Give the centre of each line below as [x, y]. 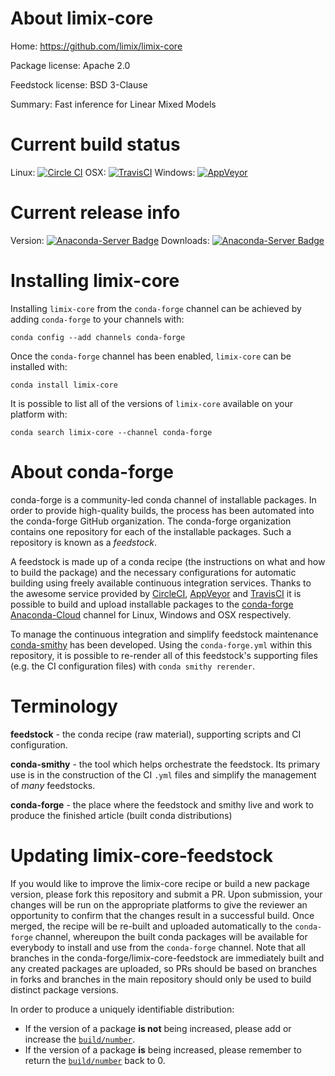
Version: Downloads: [110, 240]
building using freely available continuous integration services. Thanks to [161, 583]
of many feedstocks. [53, 785]
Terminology [64, 706]
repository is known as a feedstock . [84, 542]
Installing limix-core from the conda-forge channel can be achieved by [156, 308]
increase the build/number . [80, 1039]
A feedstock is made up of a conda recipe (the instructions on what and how [168, 561]
